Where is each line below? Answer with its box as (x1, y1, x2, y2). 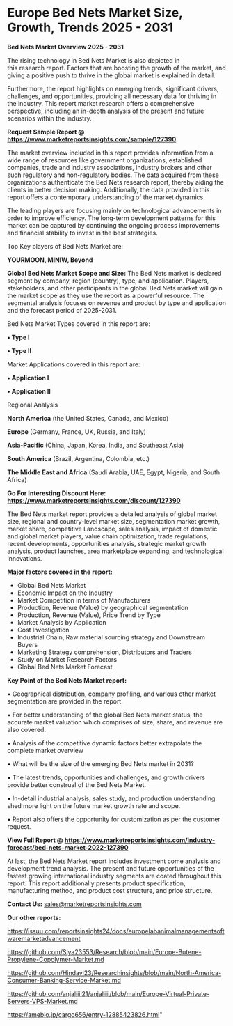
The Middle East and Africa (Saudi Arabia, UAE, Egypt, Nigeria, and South (7, 468, 220, 476)
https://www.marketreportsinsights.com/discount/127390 (7, 496, 181, 504)
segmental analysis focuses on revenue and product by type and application (7, 298, 226, 307)
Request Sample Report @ (7, 127, 85, 136)
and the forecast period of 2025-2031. (7, 306, 117, 314)
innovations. (7, 554, 42, 562)
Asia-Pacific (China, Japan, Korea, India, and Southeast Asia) (7, 441, 184, 449)
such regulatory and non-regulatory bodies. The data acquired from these (7, 171, 219, 179)
